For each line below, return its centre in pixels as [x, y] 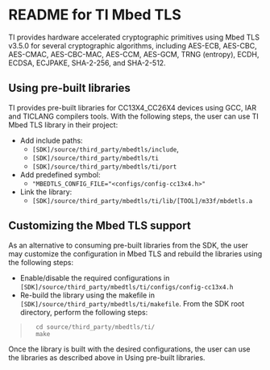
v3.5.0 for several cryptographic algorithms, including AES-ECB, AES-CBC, [133, 45]
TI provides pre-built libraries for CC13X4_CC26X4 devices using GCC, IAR [132, 107]
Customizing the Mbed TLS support [100, 226]
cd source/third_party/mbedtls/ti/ [96, 327]
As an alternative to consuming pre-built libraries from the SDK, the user [128, 245]
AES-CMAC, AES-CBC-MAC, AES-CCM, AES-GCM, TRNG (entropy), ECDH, [134, 54]
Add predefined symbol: [60, 174]
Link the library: [46, 192]
